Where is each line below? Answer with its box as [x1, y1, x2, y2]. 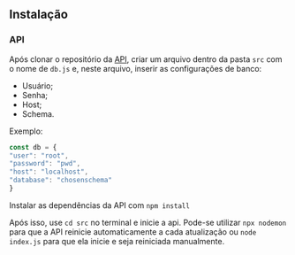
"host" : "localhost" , [9, 167, 89, 176]
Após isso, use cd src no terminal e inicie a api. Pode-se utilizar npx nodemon [9, 217, 287, 228]
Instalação [9, 7, 69, 22]
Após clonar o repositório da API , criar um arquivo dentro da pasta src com [9, 53, 283, 65]
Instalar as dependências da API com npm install [9, 199, 190, 211]
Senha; [21, 89, 49, 100]
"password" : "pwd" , [9, 159, 81, 168]
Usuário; [21, 80, 54, 91]
